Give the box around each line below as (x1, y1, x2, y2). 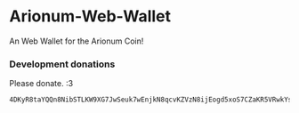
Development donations (9, 58, 116, 70)
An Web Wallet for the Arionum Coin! (9, 36, 144, 46)
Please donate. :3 (9, 78, 74, 89)
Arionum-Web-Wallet (9, 6, 172, 27)
